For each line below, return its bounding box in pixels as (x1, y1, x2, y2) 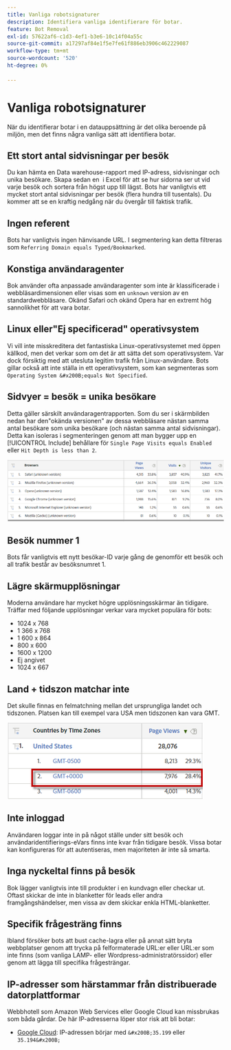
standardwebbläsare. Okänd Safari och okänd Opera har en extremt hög (7, 296, 212, 304)
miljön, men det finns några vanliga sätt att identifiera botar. (7, 130, 176, 138)
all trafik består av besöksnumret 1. (7, 561, 107, 569)
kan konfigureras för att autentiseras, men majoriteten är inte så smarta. (7, 845, 211, 854)
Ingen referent (7, 217, 70, 229)
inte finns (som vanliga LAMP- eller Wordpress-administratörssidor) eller (7, 951, 212, 960)
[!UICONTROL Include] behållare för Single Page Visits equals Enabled (7, 438, 212, 447)
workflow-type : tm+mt (7, 48, 69, 54)
